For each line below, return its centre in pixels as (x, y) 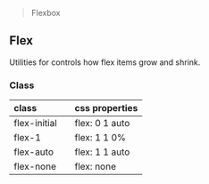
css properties (106, 108)
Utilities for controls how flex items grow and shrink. (105, 62)
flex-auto (33, 152)
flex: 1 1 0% (100, 138)
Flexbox (46, 13)
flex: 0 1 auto (102, 124)
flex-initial (36, 124)
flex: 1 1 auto (102, 152)
